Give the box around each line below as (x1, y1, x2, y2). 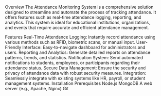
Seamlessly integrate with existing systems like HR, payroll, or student (5, 75, 145, 81)
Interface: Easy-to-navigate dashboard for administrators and (22, 45, 145, 50)
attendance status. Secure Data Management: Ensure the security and (5, 65, 146, 71)
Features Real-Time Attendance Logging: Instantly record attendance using (5, 34, 156, 40)
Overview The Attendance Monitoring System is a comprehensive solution (5, 4, 154, 10)
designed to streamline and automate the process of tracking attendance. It (5, 9, 157, 15)
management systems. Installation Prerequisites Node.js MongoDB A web (5, 80, 152, 86)
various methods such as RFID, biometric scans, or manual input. (5, 39, 135, 45)
